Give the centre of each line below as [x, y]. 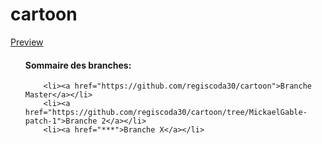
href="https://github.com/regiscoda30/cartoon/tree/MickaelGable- [166, 113]
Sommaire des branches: [78, 65]
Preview [27, 42]
